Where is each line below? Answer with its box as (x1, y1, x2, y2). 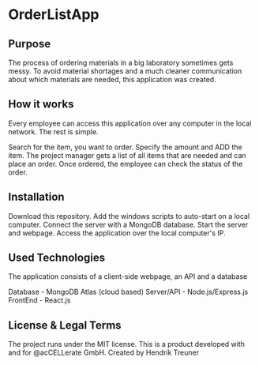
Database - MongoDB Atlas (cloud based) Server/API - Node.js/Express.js (8, 287, 249, 297)
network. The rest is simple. (8, 126, 99, 136)
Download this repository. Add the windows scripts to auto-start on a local (8, 211, 250, 220)
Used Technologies (8, 251, 105, 265)
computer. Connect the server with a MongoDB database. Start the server (8, 220, 249, 229)
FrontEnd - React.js (8, 295, 71, 305)
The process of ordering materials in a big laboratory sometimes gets (8, 58, 234, 67)
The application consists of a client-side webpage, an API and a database (8, 272, 248, 281)
